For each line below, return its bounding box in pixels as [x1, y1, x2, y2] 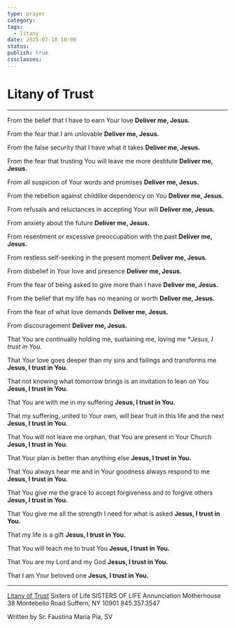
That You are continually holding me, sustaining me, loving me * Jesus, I [7, 335, 213, 343]
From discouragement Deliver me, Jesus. [7, 321, 128, 330]
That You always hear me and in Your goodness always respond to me [7, 467, 211, 476]
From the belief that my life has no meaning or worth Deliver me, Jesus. [7, 294, 215, 302]
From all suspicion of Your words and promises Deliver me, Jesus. [7, 178, 199, 186]
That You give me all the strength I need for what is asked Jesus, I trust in [7, 509, 220, 518]
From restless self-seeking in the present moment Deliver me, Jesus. [7, 253, 208, 262]
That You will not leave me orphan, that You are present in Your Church [7, 432, 212, 441]
